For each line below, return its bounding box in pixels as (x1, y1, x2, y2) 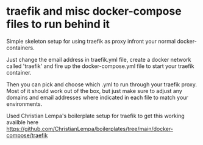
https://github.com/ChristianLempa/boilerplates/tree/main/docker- (6, 125, 174, 132)
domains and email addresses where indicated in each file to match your (6, 94, 189, 101)
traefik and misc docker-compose (6, 4, 182, 18)
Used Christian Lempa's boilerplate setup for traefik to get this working (6, 112, 185, 119)
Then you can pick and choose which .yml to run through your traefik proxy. (6, 81, 197, 88)
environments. (6, 100, 43, 108)
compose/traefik (6, 132, 48, 139)
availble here (6, 118, 38, 126)
